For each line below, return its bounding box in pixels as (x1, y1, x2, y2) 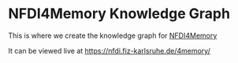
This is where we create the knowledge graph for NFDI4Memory (8, 31, 218, 40)
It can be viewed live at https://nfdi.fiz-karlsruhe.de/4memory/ (8, 46, 210, 55)
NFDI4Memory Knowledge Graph (8, 5, 231, 23)
